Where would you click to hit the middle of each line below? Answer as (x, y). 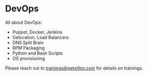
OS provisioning (29, 58)
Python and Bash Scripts (37, 53)
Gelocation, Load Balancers (40, 37)
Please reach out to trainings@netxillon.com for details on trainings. (74, 68)
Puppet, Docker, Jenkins (37, 32)
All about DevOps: (24, 22)
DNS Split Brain (28, 42)
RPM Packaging (28, 48)
